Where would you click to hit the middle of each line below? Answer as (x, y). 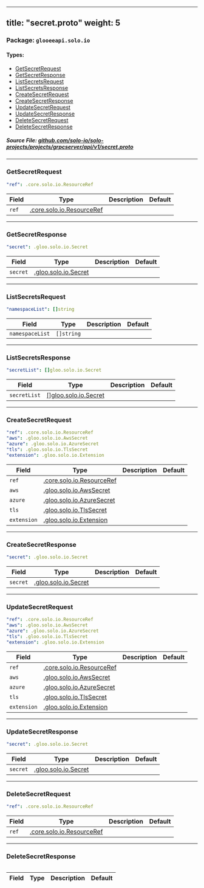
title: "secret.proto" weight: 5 (63, 23)
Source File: (22, 140)
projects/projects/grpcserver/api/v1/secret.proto (70, 147)
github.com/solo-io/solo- (71, 140)
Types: (15, 55)
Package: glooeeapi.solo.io (48, 40)
